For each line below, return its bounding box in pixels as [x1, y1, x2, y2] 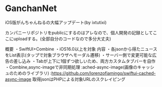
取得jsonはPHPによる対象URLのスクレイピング [32, 76, 126, 82]
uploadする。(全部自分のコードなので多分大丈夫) [13, 36, 112, 42]
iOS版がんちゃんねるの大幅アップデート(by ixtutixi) [5, 19, 107, 25]
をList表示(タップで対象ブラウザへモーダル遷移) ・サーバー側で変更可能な [5, 52, 153, 58]
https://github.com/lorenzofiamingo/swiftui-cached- [51, 70, 156, 76]
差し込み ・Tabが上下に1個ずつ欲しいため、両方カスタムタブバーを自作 [13, 58, 156, 64]
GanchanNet [5, 3, 57, 14]
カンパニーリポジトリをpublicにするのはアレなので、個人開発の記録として [5, 29, 153, 35]
